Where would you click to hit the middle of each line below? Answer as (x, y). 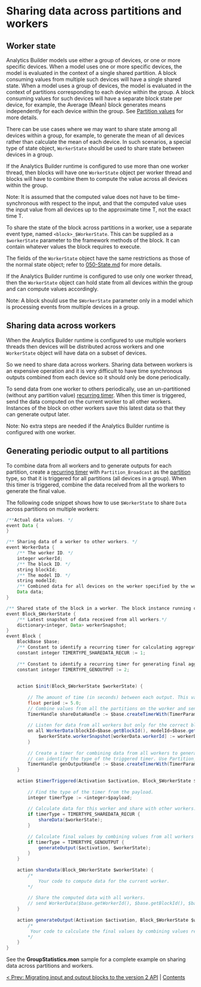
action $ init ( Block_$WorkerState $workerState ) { (80, 686)
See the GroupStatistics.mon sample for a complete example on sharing (96, 959)
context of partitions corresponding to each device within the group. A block (100, 92)
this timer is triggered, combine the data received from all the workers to (95, 485)
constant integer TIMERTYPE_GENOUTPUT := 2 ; (73, 670)
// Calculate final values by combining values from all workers (111, 837)
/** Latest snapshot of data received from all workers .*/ (92, 619)
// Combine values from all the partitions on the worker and (107, 709)
